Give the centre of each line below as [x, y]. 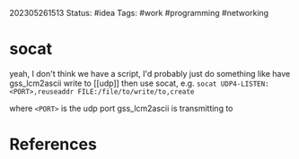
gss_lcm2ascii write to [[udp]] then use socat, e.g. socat [113, 83]
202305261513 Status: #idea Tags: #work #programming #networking [139, 13]
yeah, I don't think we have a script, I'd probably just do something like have [150, 73]
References [53, 144]
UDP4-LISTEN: [245, 84]
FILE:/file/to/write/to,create [136, 92]
